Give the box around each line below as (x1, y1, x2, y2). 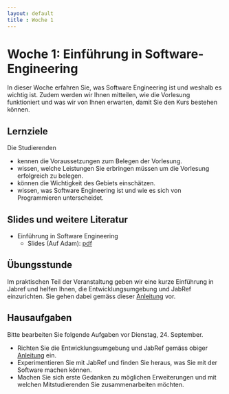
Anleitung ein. (17, 351, 57, 359)
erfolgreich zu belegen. (17, 172, 84, 180)
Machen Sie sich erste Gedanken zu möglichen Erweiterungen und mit (17, 373, 217, 381)
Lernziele (7, 125, 48, 137)
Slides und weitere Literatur (7, 214, 129, 225)
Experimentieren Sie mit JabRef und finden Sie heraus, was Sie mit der (17, 358, 218, 366)
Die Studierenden (7, 144, 57, 152)
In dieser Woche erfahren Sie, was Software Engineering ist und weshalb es (7, 83, 222, 92)
